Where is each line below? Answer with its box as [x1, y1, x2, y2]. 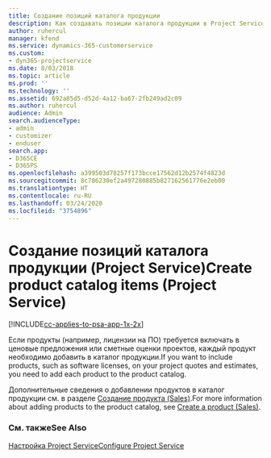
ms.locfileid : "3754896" [8, 206, 92, 214]
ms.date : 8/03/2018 [8, 65, 74, 73]
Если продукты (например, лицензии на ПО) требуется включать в [8, 335, 240, 345]
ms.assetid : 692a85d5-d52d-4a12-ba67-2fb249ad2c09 [8, 94, 182, 102]
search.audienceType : [8, 117, 81, 125]
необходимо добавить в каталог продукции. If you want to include [8, 352, 233, 362]
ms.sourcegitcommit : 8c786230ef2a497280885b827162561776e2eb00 [8, 177, 226, 185]
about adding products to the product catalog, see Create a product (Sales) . [8, 402, 261, 412]
